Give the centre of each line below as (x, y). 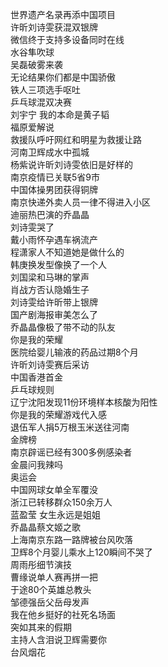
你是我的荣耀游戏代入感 (58, 414)
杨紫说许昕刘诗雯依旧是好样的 (71, 164)
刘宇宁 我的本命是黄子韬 (60, 114)
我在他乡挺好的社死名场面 (63, 614)
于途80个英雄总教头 (51, 589)
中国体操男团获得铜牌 (54, 189)
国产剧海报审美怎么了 (54, 314)
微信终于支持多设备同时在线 (67, 39)
